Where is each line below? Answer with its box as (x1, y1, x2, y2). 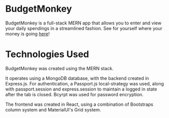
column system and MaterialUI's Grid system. (5, 106, 101, 112)
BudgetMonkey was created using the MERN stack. (5, 65, 114, 71)
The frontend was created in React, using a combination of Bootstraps (5, 101, 154, 107)
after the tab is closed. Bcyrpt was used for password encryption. (5, 91, 144, 97)
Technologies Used (5, 49, 90, 60)
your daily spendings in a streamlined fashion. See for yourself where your (5, 25, 162, 31)
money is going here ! (5, 31, 50, 37)
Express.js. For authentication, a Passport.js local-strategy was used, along (5, 80, 164, 86)
